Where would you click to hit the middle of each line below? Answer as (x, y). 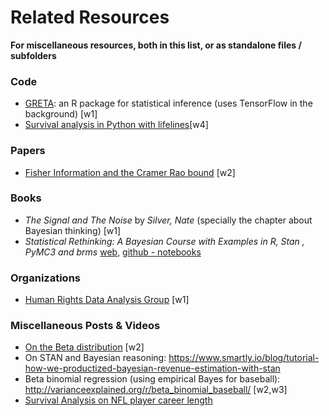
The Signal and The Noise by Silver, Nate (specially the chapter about (168, 220)
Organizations (45, 278)
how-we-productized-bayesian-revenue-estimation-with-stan (152, 368)
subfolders (33, 55)
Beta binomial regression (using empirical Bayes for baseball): (152, 379)
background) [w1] (61, 114)
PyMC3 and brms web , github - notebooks (113, 252)
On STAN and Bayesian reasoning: (95, 358)
